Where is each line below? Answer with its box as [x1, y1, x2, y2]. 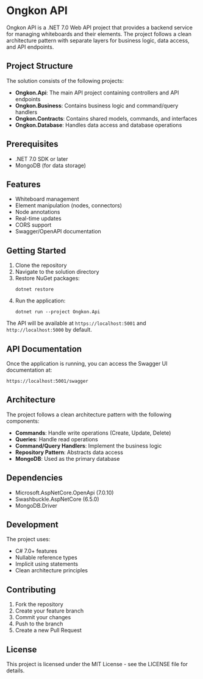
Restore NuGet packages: [15, 275, 80, 282]
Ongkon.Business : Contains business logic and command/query [15, 102, 179, 109]
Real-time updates [15, 215, 62, 222]
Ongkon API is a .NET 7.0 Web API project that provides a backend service [6, 24, 193, 31]
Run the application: [15, 297, 66, 305]
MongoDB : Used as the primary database [15, 455, 120, 462]
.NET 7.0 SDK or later [15, 155, 68, 162]
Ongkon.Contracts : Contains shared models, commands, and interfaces [15, 115, 198, 122]
